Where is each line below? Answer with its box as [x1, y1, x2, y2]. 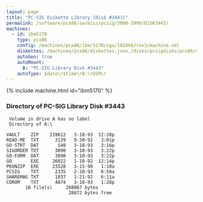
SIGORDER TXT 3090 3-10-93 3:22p [6, 147, 115, 154]
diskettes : [17, 48, 45, 54]
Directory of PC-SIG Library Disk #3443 [6, 102, 125, 110]
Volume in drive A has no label [8, 116, 91, 122]
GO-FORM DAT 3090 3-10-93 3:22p [6, 153, 115, 159]
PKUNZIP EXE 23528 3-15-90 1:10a [6, 163, 115, 169]
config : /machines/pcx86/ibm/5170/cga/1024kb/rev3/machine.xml [17, 43, 180, 49]
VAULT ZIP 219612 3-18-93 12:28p [6, 131, 115, 137]
